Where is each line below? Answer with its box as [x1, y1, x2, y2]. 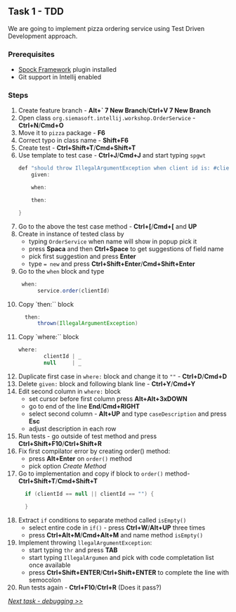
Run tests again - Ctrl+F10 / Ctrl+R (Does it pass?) [18, 583, 162, 592]
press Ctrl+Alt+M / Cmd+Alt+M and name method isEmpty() [28, 530, 203, 539]
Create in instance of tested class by [18, 229, 125, 238]
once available [28, 561, 71, 569]
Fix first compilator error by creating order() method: [18, 447, 171, 455]
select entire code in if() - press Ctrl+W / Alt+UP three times [28, 523, 206, 532]
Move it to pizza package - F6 [18, 129, 106, 137]
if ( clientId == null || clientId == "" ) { [25, 490, 154, 497]
